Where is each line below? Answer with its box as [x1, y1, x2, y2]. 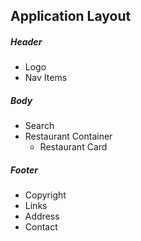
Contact [24, 221, 58, 233]
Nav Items [24, 72, 68, 84]
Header [10, 35, 43, 48]
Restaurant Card [39, 141, 108, 153]
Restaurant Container [24, 130, 113, 143]
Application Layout [10, 8, 132, 25]
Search [24, 120, 55, 132]
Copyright [24, 189, 67, 201]
